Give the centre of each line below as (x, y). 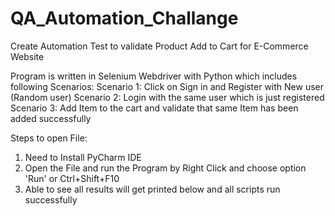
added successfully (51, 118)
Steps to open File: (49, 138)
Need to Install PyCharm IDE (83, 157)
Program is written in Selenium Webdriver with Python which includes (154, 76)
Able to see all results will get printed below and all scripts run (152, 189)
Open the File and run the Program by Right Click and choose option (165, 168)
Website (27, 56)
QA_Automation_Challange (124, 18)
